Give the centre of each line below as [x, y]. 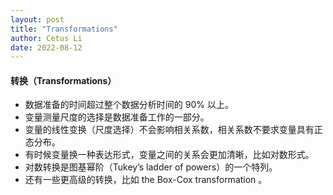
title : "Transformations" [64, 29]
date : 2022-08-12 [46, 47]
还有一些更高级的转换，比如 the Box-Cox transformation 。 [146, 180]
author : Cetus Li [46, 38]
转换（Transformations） [63, 80]
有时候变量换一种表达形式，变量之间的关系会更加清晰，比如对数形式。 [169, 155]
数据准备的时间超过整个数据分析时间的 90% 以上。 [129, 105]
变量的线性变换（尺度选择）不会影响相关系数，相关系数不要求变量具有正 [173, 130]
